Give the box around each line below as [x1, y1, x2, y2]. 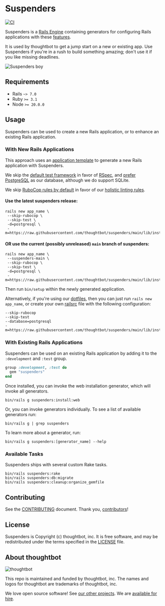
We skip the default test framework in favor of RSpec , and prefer [5, 172, 136, 178]
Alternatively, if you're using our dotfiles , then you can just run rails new [5, 296, 152, 302]
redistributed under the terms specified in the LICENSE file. [5, 539, 125, 545]
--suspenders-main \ [7, 256, 50, 261]
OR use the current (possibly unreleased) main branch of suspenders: [5, 241, 150, 246]
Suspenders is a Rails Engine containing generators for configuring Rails [5, 29, 151, 34]
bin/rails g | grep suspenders [5, 421, 69, 426]
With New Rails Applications [5, 146, 75, 153]
